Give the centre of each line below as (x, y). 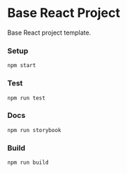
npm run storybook (34, 130)
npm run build (28, 163)
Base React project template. (49, 32)
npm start (22, 66)
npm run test (26, 98)
